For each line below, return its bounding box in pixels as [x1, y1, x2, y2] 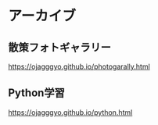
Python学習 [8, 87, 65, 100]
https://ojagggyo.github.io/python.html [8, 107, 133, 117]
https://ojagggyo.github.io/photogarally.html [8, 62, 150, 71]
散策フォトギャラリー [8, 41, 111, 54]
